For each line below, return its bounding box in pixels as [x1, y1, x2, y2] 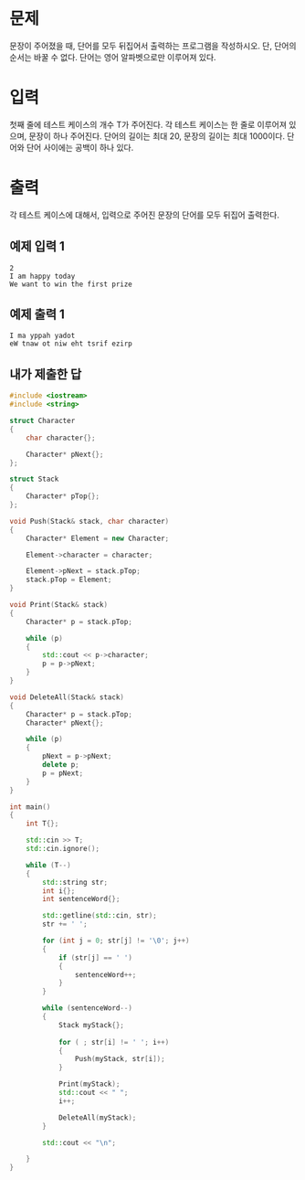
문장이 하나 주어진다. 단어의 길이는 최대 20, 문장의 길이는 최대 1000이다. [28, 130, 286, 142]
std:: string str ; [42, 877, 108, 887]
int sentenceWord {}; [42, 895, 121, 904]
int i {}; [42, 886, 76, 896]
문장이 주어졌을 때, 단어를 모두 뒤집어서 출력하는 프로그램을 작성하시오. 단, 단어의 [9, 40, 297, 51]
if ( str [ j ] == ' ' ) [58, 952, 132, 962]
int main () [9, 802, 51, 812]
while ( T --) [26, 860, 71, 869]
